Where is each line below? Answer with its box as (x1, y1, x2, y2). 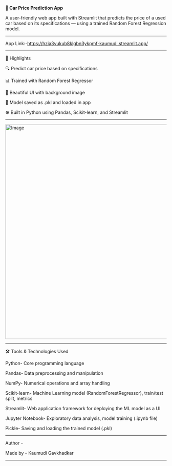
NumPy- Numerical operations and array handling (5, 380, 110, 386)
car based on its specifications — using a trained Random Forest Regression (5, 21, 166, 26)
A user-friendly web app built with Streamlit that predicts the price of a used (5, 15, 166, 21)
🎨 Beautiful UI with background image (5, 90, 85, 95)
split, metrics (5, 395, 33, 401)
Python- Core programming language (5, 360, 84, 366)
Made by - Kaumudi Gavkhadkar (5, 450, 74, 456)
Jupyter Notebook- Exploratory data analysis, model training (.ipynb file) (5, 415, 158, 421)
